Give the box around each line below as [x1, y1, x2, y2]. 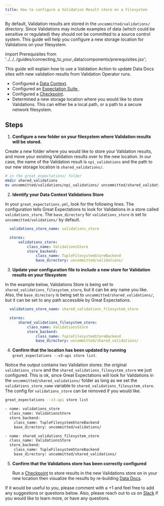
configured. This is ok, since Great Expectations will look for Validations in [5, 373, 154, 378]
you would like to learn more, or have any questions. [5, 495, 110, 501]
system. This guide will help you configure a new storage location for [5, 36, 144, 42]
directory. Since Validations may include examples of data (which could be [5, 26, 155, 32]
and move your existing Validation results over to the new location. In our [5, 154, 151, 160]
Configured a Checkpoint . [12, 91, 64, 97]
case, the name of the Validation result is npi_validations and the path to [5, 159, 153, 165]
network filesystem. [12, 107, 52, 112]
